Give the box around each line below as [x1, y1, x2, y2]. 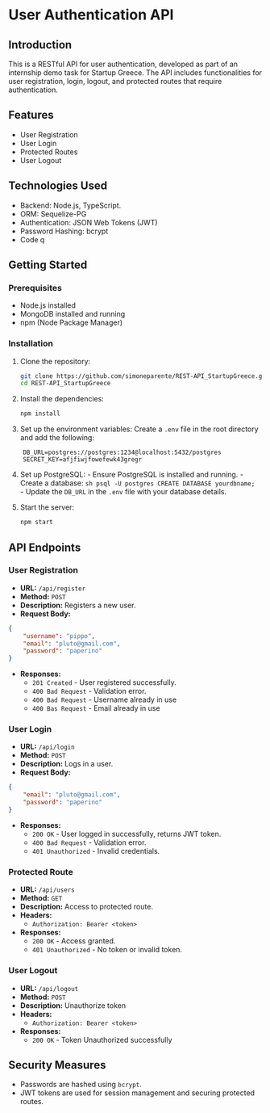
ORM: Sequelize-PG [19, 208, 87, 219]
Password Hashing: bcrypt [19, 226, 109, 236]
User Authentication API [8, 6, 174, 24]
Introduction [8, 38, 73, 52]
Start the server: [19, 502, 75, 512]
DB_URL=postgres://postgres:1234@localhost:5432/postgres [23, 448, 222, 457]
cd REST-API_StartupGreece [19, 380, 111, 388]
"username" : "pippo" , [23, 632, 95, 640]
